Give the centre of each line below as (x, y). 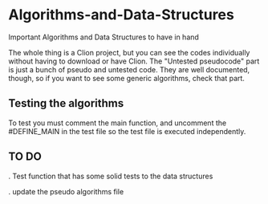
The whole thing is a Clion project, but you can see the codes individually (129, 52)
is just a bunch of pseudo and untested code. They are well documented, (129, 69)
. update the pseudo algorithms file (66, 191)
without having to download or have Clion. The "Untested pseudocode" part (134, 61)
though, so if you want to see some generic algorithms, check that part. (126, 78)
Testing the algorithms (66, 103)
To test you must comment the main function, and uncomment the (118, 123)
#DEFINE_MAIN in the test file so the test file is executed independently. (127, 131)
